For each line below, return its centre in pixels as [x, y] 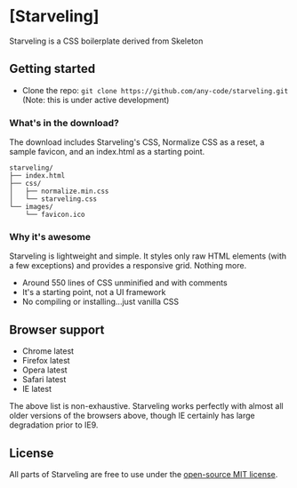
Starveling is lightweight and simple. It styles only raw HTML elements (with [148, 256]
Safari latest [44, 380]
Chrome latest [48, 351]
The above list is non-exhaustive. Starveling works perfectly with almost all [146, 406]
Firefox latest [46, 361]
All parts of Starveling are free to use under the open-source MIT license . [144, 474]
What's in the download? [64, 123]
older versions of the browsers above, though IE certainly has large [132, 416]
